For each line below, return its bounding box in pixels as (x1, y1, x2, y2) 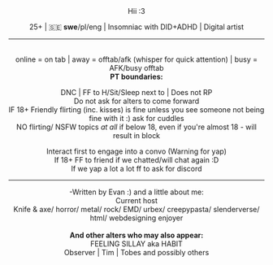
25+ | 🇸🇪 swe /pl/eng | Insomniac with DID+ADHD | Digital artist (28, 22, 245, 32)
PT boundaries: (110, 72, 163, 81)
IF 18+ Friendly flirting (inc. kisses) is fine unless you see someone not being (8, 105, 265, 115)
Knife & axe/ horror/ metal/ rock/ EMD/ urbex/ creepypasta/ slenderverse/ (13, 205, 260, 214)
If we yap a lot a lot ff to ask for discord (71, 164, 202, 173)
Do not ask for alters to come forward (73, 96, 200, 106)
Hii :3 (128, 7, 145, 15)
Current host (115, 196, 158, 205)
